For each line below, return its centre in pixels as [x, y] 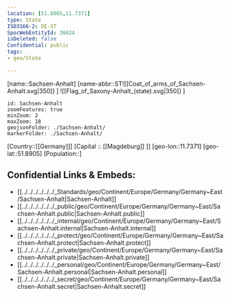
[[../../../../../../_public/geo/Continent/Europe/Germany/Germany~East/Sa [119, 206]
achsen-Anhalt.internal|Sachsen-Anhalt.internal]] [87, 228]
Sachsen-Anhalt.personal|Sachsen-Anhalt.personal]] [92, 272]
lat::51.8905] [25, 153]
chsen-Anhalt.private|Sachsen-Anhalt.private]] [83, 257]
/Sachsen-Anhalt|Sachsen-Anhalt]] [67, 199]
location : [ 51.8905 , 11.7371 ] [49, 13]
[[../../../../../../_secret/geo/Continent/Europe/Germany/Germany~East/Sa [119, 279]
